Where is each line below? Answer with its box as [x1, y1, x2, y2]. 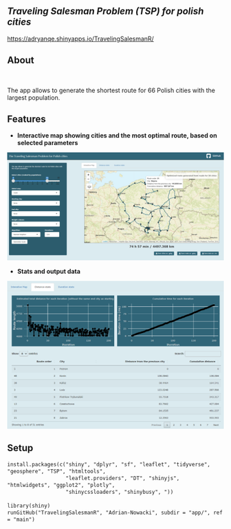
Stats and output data [16, 268, 81, 276]
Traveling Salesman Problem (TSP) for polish [7, 6, 204, 17]
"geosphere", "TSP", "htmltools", [7, 468, 107, 475]
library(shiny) [7, 502, 51, 510]
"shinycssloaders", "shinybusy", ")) [65, 488, 174, 496]
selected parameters [16, 139, 78, 147]
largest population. [7, 93, 60, 102]
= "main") [7, 516, 36, 523]
